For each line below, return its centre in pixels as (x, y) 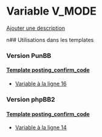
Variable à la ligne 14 (41, 128)
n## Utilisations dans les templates (50, 40)
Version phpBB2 (31, 99)
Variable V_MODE (52, 11)
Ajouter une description (36, 28)
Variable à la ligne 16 (41, 84)
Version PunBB (29, 55)
